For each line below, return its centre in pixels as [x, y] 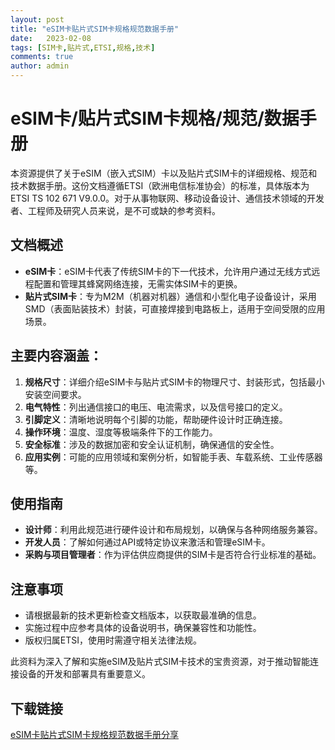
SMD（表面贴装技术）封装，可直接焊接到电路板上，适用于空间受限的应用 [175, 308]
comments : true [42, 57]
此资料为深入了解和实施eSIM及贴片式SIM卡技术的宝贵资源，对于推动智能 [160, 662]
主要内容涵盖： [56, 356]
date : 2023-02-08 [51, 38]
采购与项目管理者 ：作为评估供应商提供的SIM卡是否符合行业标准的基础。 [173, 555]
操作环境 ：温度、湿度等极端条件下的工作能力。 [121, 432]
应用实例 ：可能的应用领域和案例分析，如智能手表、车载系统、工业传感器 [173, 457]
